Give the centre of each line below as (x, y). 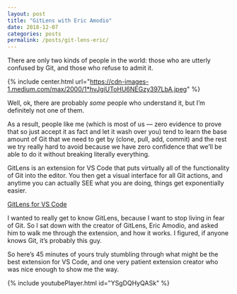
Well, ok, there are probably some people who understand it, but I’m (106, 103)
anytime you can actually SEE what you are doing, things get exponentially (116, 183)
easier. (17, 191)
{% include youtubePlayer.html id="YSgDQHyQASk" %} (88, 283)
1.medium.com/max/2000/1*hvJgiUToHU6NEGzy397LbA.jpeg (97, 89)
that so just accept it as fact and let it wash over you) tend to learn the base (117, 132)
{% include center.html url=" (49, 81)
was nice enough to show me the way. (63, 269)
